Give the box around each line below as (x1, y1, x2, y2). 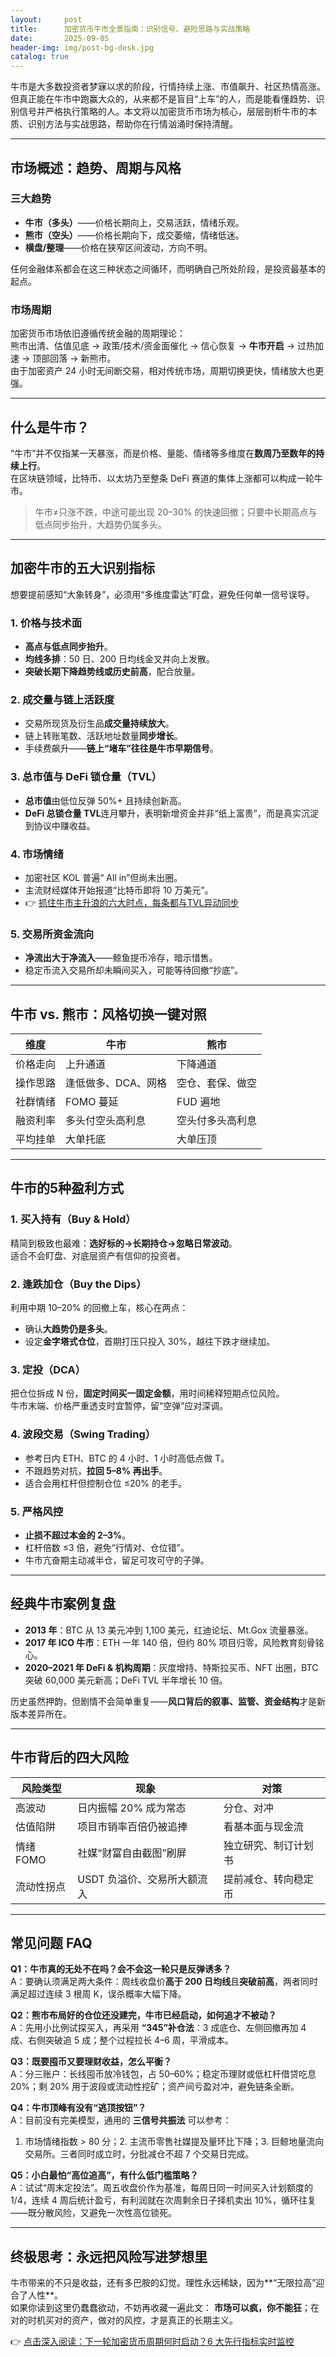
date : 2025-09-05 (10, 33, 110, 43)
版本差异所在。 (10, 1707, 72, 1720)
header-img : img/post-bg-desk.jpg (10, 42, 155, 53)
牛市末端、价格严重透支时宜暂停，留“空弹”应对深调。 (10, 1400, 229, 1412)
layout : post (10, 14, 83, 25)
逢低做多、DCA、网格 (65, 1076, 167, 1090)
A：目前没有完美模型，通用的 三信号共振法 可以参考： (10, 2114, 232, 2126)
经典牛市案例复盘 (10, 1596, 116, 1613)
